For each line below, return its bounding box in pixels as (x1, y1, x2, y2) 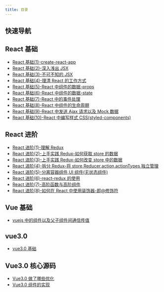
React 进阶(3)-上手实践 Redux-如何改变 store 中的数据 (12, 156, 123, 163)
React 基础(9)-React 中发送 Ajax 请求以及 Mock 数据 (12, 108, 119, 114)
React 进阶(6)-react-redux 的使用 (12, 175, 81, 181)
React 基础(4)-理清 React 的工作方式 (12, 77, 86, 83)
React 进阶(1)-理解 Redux (12, 144, 64, 150)
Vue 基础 (5, 203, 33, 212)
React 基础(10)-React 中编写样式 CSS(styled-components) (12, 114, 131, 120)
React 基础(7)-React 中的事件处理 (12, 96, 81, 102)
